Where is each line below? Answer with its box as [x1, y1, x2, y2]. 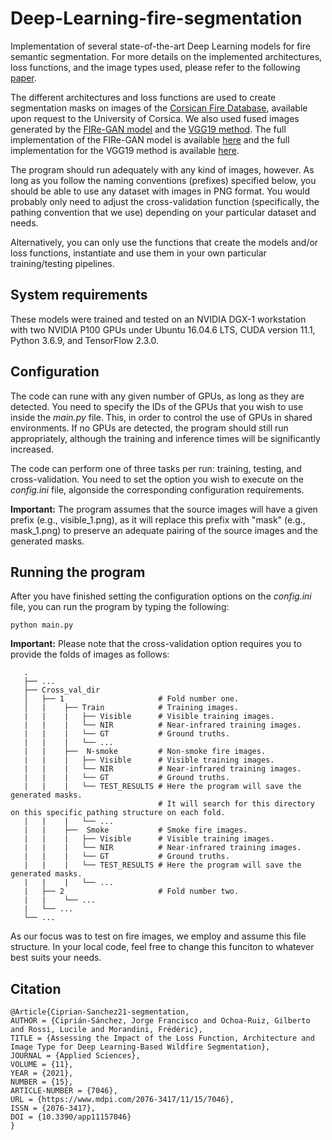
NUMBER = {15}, [10, 1077, 74, 1087]
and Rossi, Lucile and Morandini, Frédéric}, [10, 1025, 203, 1035]
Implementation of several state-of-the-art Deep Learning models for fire [10, 40, 312, 52]
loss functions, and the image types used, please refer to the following [10, 61, 301, 73]
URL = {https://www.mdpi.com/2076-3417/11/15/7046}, [10, 1095, 235, 1105]
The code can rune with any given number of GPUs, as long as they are [10, 390, 305, 402]
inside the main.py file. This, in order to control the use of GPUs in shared [10, 411, 313, 423]
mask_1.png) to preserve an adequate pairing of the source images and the [10, 524, 318, 536]
